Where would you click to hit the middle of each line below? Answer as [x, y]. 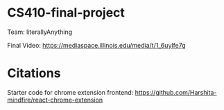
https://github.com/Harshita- [176, 92]
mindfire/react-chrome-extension [55, 100]
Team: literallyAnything [40, 32]
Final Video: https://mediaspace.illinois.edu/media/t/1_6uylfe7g [96, 45]
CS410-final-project [66, 13]
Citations [34, 73]
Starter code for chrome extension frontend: [70, 92]
